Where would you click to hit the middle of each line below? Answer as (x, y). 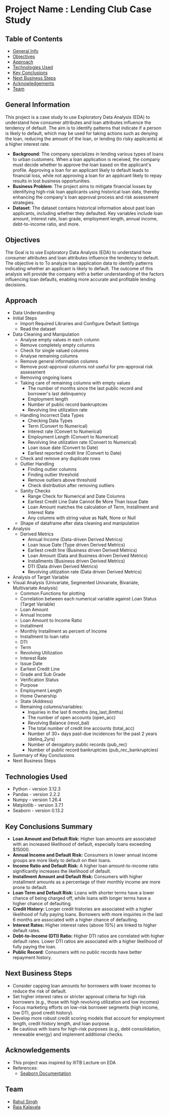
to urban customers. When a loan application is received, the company (86, 159)
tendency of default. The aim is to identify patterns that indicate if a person (83, 128)
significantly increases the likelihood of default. (62, 871)
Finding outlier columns (52, 469)
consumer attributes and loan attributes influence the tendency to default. (82, 258)
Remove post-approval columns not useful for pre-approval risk (87, 367)
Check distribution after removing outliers (71, 486)
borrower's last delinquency (57, 394)
